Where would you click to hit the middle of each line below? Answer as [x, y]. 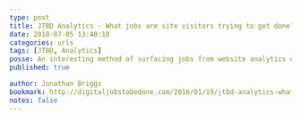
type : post [30, 17]
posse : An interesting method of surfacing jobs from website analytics [148, 59]
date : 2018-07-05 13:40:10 [60, 34]
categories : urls [42, 42]
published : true [39, 68]
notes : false [34, 100]
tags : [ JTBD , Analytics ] [56, 51]
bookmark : [28, 92]
